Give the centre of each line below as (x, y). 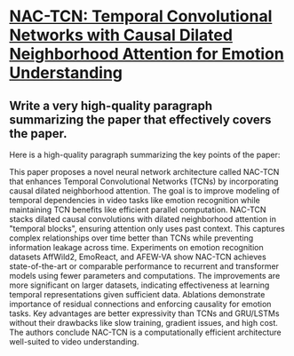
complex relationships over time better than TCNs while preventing (131, 238)
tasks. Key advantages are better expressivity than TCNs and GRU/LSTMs (144, 313)
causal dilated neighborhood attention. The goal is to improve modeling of (144, 191)
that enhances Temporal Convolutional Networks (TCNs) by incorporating (144, 181)
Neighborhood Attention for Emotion (147, 54)
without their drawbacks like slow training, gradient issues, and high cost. (143, 323)
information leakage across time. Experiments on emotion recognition (136, 247)
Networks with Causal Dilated (121, 35)
